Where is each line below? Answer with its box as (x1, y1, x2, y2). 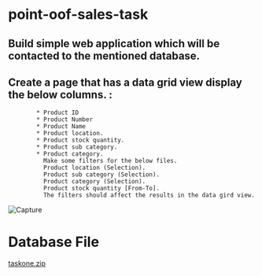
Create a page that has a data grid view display (8, 75, 242, 89)
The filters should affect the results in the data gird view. (42, 191, 256, 200)
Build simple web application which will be (8, 37, 220, 50)
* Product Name (36, 123, 87, 131)
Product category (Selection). (42, 178, 146, 186)
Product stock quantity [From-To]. (42, 185, 160, 193)
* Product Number (36, 116, 93, 123)
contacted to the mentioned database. (8, 49, 201, 62)
